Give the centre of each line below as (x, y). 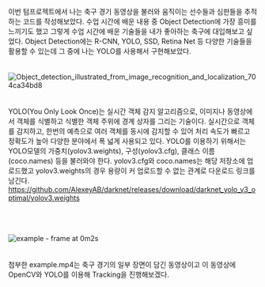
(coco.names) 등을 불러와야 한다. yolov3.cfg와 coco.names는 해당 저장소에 (127, 161)
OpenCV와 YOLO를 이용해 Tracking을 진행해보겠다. (89, 274)
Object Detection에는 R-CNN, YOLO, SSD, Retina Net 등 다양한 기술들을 (138, 41)
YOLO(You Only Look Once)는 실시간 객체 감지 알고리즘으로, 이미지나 (117, 111)
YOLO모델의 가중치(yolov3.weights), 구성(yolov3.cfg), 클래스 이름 (112, 151)
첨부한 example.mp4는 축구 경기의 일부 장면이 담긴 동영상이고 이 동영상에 (122, 264)
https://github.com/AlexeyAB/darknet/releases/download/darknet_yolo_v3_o (132, 189)
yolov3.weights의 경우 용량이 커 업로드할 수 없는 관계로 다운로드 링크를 (145, 171)
